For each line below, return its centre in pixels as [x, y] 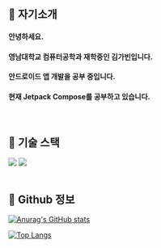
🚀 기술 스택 [34, 143]
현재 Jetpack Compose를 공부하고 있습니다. [80, 96]
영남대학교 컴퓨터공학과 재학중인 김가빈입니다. [81, 57]
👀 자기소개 [33, 15]
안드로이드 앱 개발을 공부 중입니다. [62, 77]
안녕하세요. [26, 36]
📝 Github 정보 [42, 199]
